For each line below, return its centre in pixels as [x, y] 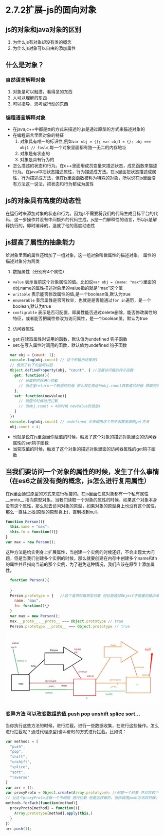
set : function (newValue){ [41, 396]
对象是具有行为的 [37, 159]
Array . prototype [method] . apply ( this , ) [54, 813]
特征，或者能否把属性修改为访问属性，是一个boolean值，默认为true [80, 318]
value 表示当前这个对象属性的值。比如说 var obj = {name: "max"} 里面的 [84, 282]
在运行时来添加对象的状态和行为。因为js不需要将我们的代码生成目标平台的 [80, 213]
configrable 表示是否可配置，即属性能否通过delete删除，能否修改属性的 [85, 312]
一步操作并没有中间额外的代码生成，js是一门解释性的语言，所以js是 [85, 219]
